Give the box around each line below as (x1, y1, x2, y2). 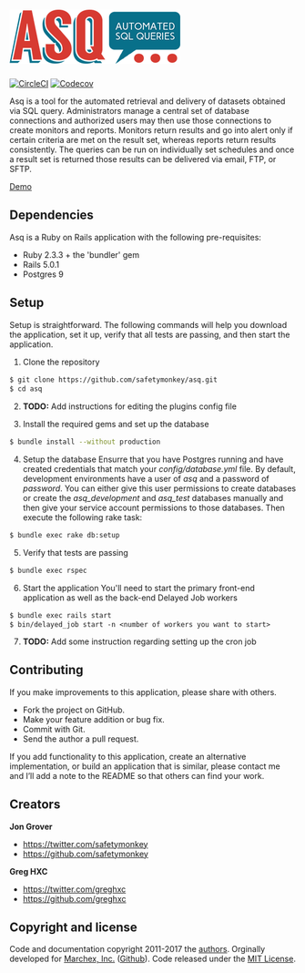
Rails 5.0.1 (22, 259, 60, 270)
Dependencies (9, 208, 94, 223)
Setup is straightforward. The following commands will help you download (9, 319, 288, 330)
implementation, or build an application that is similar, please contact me (9, 761, 280, 772)
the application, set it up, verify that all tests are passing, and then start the (9, 329, 290, 340)
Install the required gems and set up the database (22, 419, 209, 430)
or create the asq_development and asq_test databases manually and (22, 493, 284, 504)
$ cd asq (9, 384, 43, 394)
